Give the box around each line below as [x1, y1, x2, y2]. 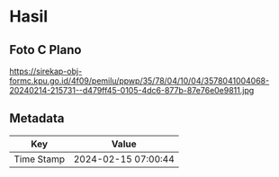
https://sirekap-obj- [9, 66, 83, 76]
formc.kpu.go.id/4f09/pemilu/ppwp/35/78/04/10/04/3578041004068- [9, 75, 270, 86]
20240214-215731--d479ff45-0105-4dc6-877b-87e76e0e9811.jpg [9, 85, 255, 95]
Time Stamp [13, 153, 66, 165]
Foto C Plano [9, 42, 82, 58]
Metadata [9, 111, 65, 127]
